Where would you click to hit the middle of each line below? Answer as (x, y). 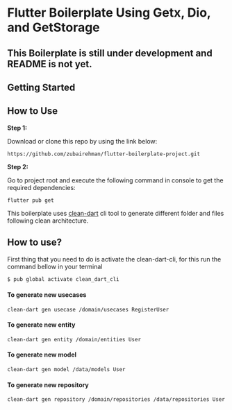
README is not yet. (50, 64)
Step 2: (18, 166)
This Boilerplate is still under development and (110, 53)
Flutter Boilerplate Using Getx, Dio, (109, 13)
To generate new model (42, 355)
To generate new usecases (47, 295)
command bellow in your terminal (55, 266)
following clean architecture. (48, 221)
